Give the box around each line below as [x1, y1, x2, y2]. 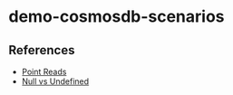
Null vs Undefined [21, 76, 90, 87]
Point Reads [21, 66, 67, 77]
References [8, 43, 75, 58]
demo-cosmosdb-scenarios [8, 6, 225, 27]
